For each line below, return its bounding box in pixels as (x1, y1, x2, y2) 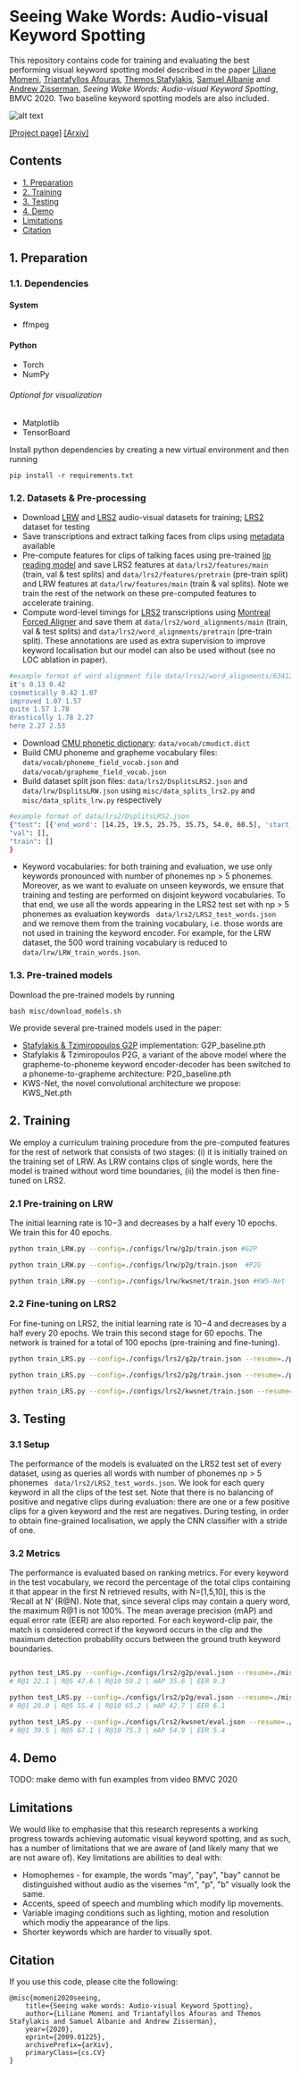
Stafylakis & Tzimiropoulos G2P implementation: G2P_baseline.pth (21, 1040, 266, 1050)
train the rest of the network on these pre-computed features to (21, 587, 257, 598)
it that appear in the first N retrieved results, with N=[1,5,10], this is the (9, 1587, 266, 1597)
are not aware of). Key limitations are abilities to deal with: (9, 1852, 222, 1863)
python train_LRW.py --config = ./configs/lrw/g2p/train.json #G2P (9, 1244, 257, 1253)
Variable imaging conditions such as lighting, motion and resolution (21, 1908, 270, 1918)
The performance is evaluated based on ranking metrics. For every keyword (9, 1567, 288, 1579)
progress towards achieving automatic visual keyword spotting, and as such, (9, 1833, 291, 1844)
